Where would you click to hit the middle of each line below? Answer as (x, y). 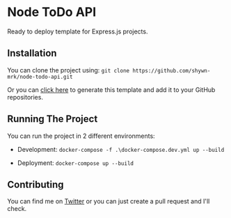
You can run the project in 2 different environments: (81, 136)
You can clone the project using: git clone (69, 70)
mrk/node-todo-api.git (40, 77)
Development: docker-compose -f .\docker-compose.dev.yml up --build (121, 149)
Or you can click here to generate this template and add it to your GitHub (111, 89)
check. (17, 209)
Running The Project (53, 119)
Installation (32, 53)
